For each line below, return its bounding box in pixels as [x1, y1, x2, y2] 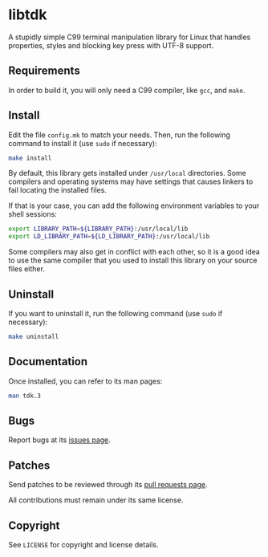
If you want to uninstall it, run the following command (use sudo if [8, 309, 223, 318]
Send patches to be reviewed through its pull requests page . [8, 480, 208, 490]
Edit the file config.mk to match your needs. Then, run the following [8, 130, 231, 140]
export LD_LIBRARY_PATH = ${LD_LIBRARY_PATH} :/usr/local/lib [8, 233, 210, 241]
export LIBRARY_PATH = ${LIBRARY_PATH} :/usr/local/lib [8, 225, 189, 234]
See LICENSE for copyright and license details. [8, 540, 159, 549]
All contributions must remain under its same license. [8, 495, 184, 505]
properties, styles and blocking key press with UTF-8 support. [8, 40, 214, 50]
